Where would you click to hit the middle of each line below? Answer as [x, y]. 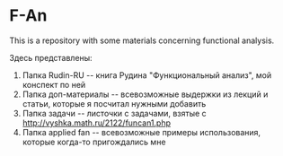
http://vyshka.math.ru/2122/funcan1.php [97, 123]
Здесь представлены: [51, 57]
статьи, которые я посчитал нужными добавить [114, 103]
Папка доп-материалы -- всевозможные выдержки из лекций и [145, 94]
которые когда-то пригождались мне [94, 142]
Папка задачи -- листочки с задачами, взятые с [114, 113]
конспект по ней [54, 84]
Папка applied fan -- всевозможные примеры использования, [141, 132]
